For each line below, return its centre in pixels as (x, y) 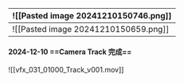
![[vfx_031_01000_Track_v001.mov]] (66, 70)
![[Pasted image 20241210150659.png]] (91, 29)
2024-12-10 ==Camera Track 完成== (70, 52)
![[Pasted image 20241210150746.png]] (92, 16)
